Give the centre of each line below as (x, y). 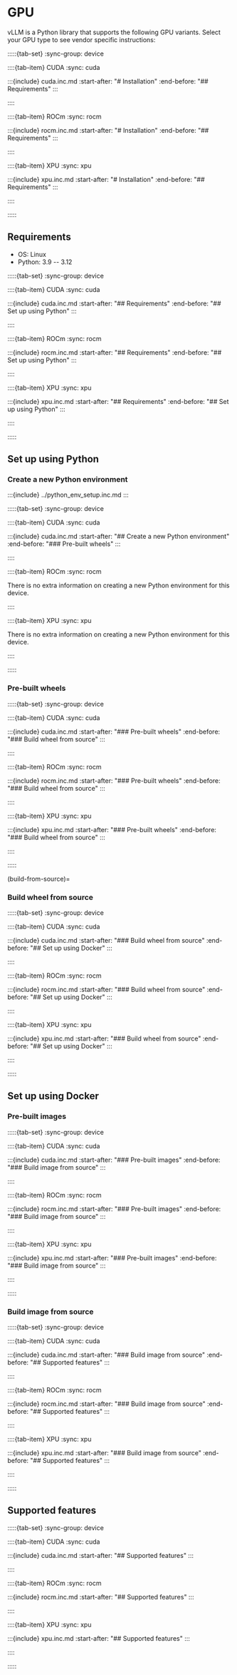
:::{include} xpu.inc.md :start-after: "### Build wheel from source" (104, 1038)
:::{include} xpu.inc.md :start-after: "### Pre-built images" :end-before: (112, 1257)
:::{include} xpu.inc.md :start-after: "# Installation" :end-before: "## (106, 179)
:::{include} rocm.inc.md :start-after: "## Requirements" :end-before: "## (115, 352)
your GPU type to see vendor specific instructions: (81, 39)
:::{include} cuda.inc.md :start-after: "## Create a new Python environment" (118, 537)
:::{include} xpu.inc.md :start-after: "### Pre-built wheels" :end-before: (112, 829)
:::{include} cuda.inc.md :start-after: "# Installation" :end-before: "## (108, 81)
